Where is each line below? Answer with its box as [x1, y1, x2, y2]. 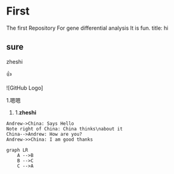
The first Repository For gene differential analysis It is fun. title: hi [6, 24, 169, 32]
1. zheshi [14, 109, 36, 116]
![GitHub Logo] [6, 84, 43, 92]
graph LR [6, 147, 28, 153]
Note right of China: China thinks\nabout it [6, 125, 123, 132]
